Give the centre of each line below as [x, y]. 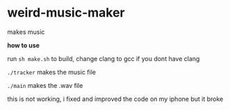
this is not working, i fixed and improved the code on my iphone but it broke [115, 99]
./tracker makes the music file [51, 72]
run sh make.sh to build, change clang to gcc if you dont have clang [104, 58]
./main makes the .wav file [45, 85]
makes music [26, 32]
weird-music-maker [66, 13]
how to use [24, 45]
